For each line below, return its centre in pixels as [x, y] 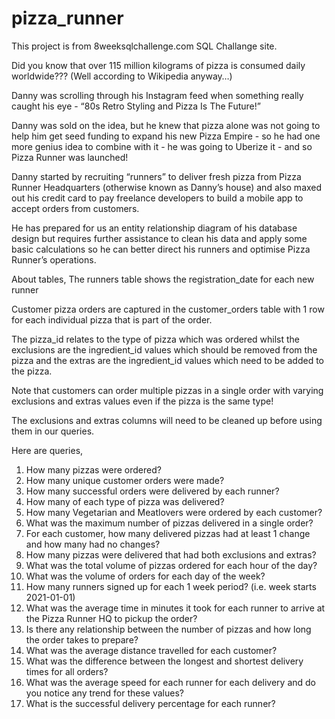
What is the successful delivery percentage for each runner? [150, 703]
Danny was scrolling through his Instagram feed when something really [157, 95]
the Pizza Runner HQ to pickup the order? [111, 618]
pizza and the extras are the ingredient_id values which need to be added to [167, 360]
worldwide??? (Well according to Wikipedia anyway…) [122, 76]
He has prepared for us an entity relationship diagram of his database [154, 228]
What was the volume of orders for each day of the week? [145, 576]
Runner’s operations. [54, 259]
